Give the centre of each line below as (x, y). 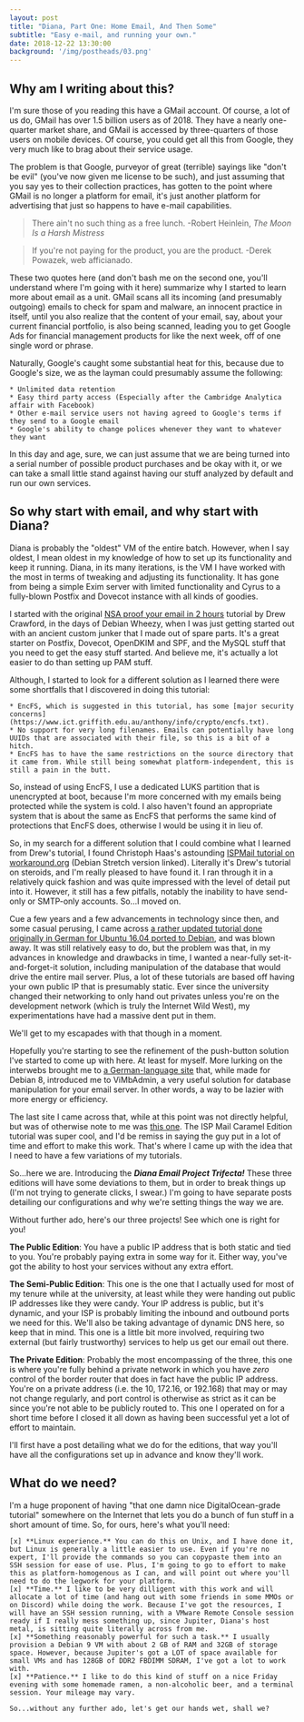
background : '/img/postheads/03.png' (81, 52)
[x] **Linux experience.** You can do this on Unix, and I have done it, (152, 1541)
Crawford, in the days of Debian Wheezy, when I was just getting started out (152, 623)
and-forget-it (34, 967)
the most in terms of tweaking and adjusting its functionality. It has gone (144, 577)
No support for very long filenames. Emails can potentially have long (156, 730)
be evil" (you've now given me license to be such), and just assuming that (147, 176)
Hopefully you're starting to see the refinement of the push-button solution (149, 1050)
